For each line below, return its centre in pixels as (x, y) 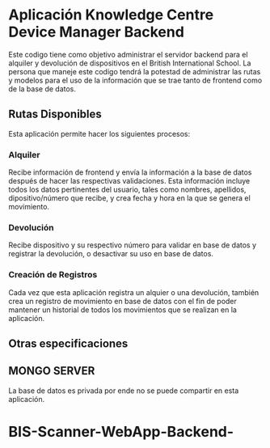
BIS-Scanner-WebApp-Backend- (121, 432)
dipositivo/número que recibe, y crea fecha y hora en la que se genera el (129, 198)
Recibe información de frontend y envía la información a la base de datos (130, 172)
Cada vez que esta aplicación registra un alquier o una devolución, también (134, 292)
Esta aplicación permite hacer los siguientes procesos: (99, 133)
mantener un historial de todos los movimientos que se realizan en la (122, 310)
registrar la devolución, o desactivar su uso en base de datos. (111, 254)
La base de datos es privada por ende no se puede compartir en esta (124, 391)
